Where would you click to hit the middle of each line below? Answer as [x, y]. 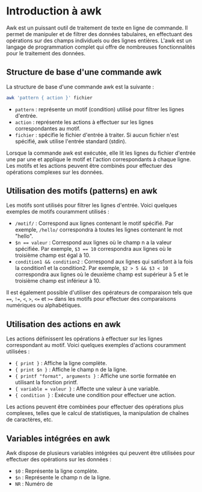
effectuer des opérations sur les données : [59, 460]
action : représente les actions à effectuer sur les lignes [84, 122]
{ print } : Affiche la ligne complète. [61, 363]
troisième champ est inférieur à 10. [58, 281]
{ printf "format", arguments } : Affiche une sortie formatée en [95, 376]
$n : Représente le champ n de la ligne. [63, 478]
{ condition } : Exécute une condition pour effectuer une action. [95, 395]
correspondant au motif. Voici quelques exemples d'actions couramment [96, 345]
